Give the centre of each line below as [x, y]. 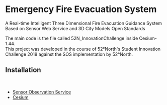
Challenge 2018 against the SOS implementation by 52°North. [69, 54]
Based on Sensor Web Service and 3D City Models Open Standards [75, 28]
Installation [23, 70]
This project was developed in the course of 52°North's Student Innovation [83, 49]
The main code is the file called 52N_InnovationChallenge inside [72, 38]
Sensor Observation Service [42, 92]
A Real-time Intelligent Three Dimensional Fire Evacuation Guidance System [84, 23]
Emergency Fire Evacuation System [81, 9]
